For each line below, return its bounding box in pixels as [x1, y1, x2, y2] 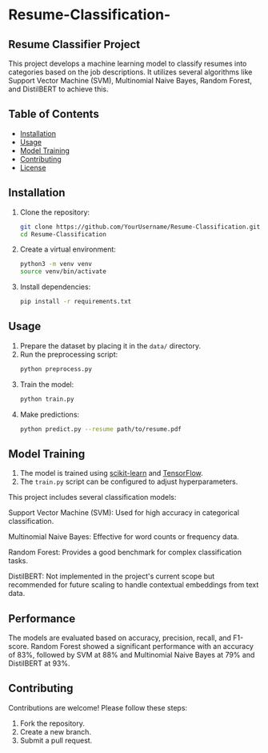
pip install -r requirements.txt [19, 298, 132, 306]
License [19, 163, 46, 172]
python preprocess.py [19, 364, 92, 373]
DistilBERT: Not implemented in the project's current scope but [8, 571, 215, 582]
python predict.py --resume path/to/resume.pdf [19, 425, 182, 433]
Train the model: [19, 379, 74, 389]
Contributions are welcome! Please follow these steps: [8, 703, 188, 712]
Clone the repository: [19, 207, 90, 217]
